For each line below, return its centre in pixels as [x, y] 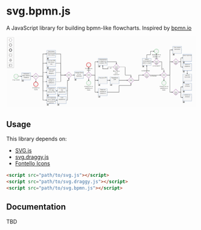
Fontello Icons [32, 163]
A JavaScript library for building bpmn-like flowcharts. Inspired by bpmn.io [99, 28]
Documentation [36, 207]
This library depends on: [37, 139]
